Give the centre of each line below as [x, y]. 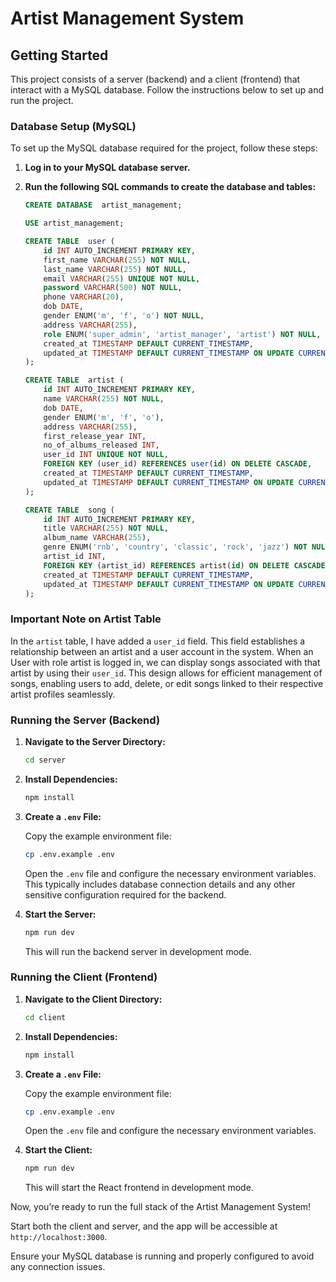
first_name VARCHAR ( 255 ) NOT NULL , [117, 260]
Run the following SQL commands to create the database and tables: [170, 187]
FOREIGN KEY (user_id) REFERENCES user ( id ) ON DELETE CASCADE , [178, 464]
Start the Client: [58, 1150]
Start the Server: [60, 914]
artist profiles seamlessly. [63, 694]
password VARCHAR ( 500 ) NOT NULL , [113, 288]
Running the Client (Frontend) [84, 977]
